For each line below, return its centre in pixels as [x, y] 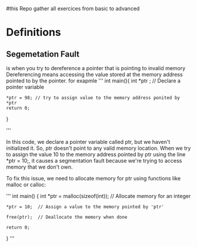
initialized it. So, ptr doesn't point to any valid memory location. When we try [98, 148]
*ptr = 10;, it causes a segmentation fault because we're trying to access [94, 161]
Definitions [34, 32]
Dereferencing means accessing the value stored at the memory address [95, 74]
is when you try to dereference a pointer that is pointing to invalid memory [96, 68]
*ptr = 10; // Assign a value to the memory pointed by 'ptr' [85, 207]
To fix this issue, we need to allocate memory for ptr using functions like [94, 178]
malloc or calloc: [26, 185]
